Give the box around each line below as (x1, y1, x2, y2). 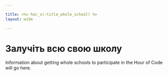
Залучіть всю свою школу (5, 43, 122, 54)
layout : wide (5, 16, 33, 22)
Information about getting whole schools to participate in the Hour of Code (5, 59, 163, 66)
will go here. (5, 65, 32, 71)
